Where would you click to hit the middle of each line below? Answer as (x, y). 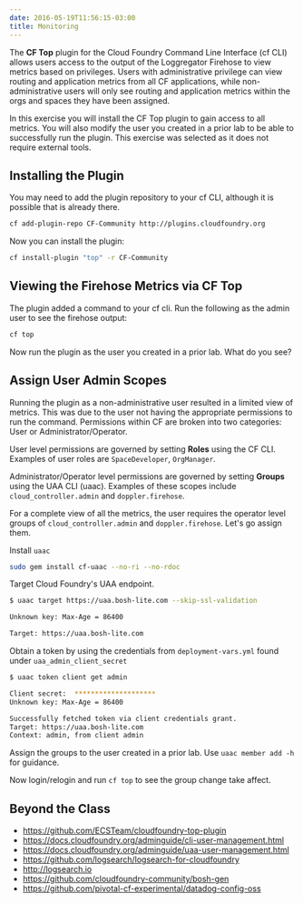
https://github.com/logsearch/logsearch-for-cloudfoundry (131, 859)
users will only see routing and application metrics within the (177, 91)
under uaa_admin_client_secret (68, 661)
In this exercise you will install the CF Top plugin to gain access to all (137, 118)
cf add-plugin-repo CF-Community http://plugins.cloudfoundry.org (137, 224)
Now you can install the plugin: (67, 241)
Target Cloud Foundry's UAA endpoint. (82, 584)
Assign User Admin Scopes (88, 381)
